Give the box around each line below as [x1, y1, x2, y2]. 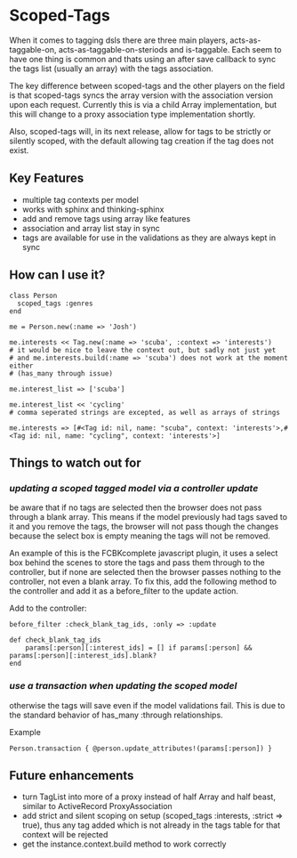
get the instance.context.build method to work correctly [21, 838, 227, 850]
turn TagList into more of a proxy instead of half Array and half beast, [21, 791, 276, 802]
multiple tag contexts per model [21, 194, 140, 205]
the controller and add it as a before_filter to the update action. [9, 586, 238, 596]
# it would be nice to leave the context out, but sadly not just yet [9, 345, 277, 354]
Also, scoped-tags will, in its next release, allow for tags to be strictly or [9, 125, 271, 136]
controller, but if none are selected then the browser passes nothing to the [9, 567, 282, 578]
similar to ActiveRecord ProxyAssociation [21, 801, 173, 812]
